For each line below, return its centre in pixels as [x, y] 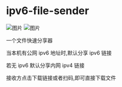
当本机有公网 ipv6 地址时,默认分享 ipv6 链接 [59, 53]
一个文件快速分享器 [29, 40]
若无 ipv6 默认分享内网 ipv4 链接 [45, 65]
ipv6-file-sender [48, 11]
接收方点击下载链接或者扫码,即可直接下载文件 [61, 78]
